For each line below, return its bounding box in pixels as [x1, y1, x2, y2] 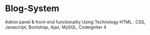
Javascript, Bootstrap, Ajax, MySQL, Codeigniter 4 [5, 24, 107, 30]
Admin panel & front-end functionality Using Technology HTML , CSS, [5, 19, 146, 25]
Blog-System [5, 3, 60, 14]
